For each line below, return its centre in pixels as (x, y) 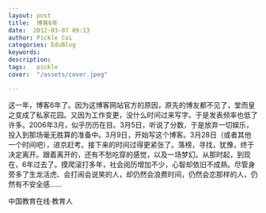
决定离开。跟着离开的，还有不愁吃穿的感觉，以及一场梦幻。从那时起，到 (126, 154)
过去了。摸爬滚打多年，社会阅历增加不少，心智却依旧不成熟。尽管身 (144, 164)
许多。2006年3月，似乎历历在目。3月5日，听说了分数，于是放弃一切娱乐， (131, 124)
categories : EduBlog (42, 45)
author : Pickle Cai (40, 38)
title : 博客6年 (33, 23)
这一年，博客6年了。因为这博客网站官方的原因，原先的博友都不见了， (122, 105)
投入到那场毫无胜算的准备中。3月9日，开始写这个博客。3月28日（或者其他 (130, 135)
